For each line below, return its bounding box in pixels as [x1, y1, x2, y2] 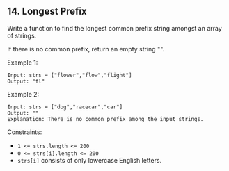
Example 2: [7, 90, 40, 98]
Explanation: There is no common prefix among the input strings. [7, 115, 204, 122]
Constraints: [7, 128, 42, 136]
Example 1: [7, 58, 38, 67]
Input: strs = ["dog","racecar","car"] [7, 104, 123, 111]
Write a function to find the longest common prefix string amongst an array [7, 24, 223, 32]
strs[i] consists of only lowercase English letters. [17, 156, 162, 164]
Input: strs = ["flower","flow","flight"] [7, 72, 132, 79]
